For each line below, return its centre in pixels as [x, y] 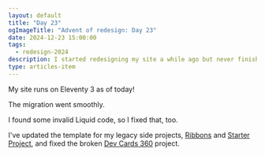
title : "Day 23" [35, 23]
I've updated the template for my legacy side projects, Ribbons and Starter [129, 135]
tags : [17, 45]
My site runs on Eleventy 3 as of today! [72, 89]
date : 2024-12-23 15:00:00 [52, 37]
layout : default [35, 15]
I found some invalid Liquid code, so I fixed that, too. [93, 120]
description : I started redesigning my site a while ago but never [121, 60]
